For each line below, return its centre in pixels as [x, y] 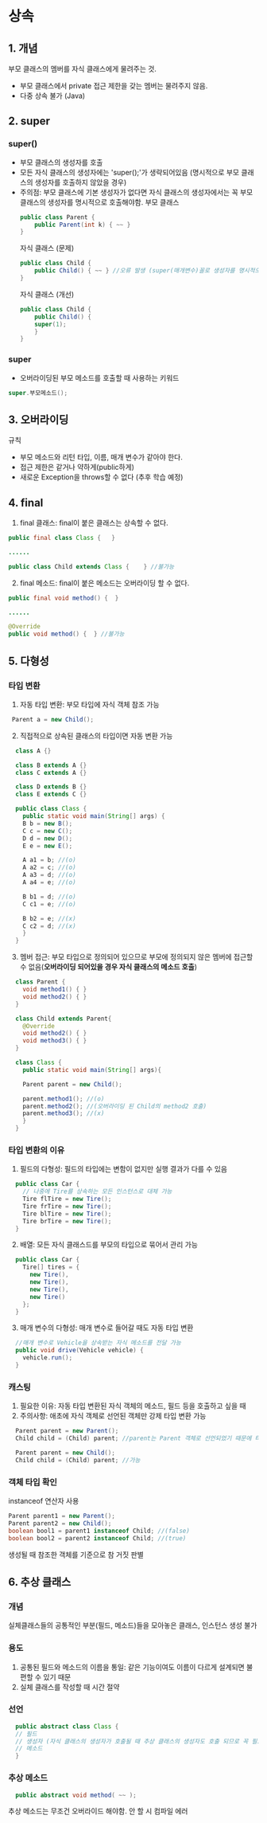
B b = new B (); [48, 823]
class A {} [33, 751]
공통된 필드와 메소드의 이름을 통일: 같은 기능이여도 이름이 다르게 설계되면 [132, 1667]
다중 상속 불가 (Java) [52, 96]
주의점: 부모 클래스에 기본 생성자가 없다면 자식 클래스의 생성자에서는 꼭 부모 [136, 192]
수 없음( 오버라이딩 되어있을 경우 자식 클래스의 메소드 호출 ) [108, 967]
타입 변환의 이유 [37, 1150]
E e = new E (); [48, 846]
